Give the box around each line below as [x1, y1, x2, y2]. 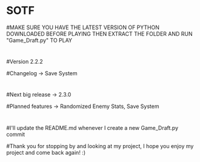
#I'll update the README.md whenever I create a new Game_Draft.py [6, 124, 179, 131]
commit [6, 130, 25, 138]
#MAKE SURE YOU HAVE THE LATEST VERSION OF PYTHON [6, 24, 159, 31]
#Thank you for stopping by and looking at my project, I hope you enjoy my [6, 142, 194, 149]
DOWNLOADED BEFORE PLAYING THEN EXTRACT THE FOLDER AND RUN [6, 30, 193, 37]
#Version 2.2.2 [6, 58, 44, 66]
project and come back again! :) [6, 149, 86, 156]
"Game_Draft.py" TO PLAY [6, 36, 73, 44]
